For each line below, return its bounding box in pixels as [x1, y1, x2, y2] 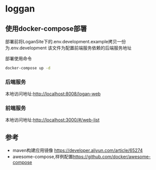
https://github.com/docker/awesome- [72, 154, 151, 160]
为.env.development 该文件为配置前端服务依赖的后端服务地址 [5, 45, 132, 51]
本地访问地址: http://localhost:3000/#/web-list [5, 117, 100, 123]
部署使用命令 [5, 56, 32, 61]
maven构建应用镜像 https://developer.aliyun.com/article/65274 [12, 147, 143, 153]
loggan [5, 3, 35, 15]
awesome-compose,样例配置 [12, 154, 73, 160]
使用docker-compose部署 [5, 24, 87, 33]
